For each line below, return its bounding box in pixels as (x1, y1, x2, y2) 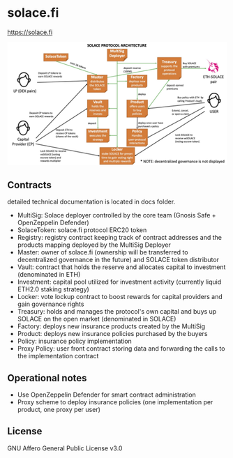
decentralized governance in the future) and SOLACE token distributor (17, 256, 220, 264)
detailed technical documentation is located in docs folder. (7, 197, 176, 206)
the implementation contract (17, 352, 99, 360)
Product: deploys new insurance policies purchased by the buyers (17, 330, 208, 338)
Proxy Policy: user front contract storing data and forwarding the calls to (17, 344, 225, 353)
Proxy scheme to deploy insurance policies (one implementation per (17, 398, 213, 406)
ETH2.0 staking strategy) (17, 285, 89, 293)
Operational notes (7, 372, 87, 384)
